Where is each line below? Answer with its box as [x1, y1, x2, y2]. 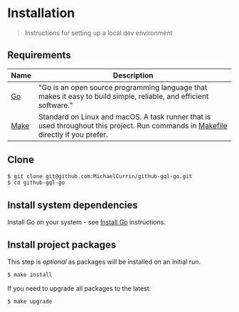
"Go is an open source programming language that [38, 82, 208, 92]
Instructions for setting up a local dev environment [24, 28, 173, 37]
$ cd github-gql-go [7, 180, 65, 187]
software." [38, 100, 73, 110]
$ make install [7, 271, 53, 279]
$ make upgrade [7, 298, 53, 305]
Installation [7, 5, 75, 21]
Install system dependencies [7, 199, 139, 211]
